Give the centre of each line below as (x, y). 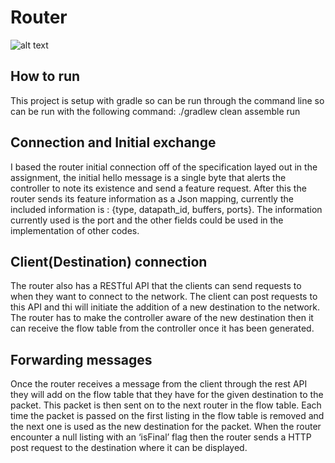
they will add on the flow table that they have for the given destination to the (167, 395)
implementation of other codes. (75, 230)
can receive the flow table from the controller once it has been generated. (162, 328)
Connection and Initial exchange (113, 142)
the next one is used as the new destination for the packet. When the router (166, 427)
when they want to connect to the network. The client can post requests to (164, 297)
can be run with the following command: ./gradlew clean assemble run (155, 111)
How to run (45, 76)
